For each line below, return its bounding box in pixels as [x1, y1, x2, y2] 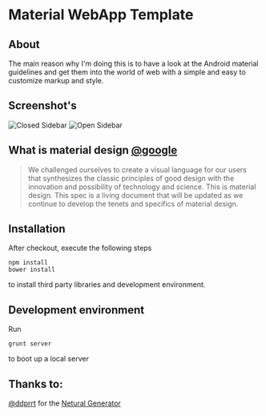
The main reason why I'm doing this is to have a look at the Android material [8, 59, 259, 68]
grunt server [8, 340, 52, 348]
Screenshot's [8, 99, 78, 113]
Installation [8, 222, 66, 236]
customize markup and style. [8, 76, 104, 85]
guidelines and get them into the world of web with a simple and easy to [8, 67, 246, 77]
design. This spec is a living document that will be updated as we [27, 190, 244, 200]
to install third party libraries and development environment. [8, 280, 206, 289]
